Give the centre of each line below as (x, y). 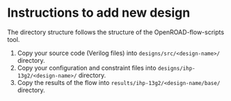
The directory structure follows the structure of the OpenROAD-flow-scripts (116, 32)
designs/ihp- (177, 68)
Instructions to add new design (99, 13)
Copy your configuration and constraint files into (87, 68)
